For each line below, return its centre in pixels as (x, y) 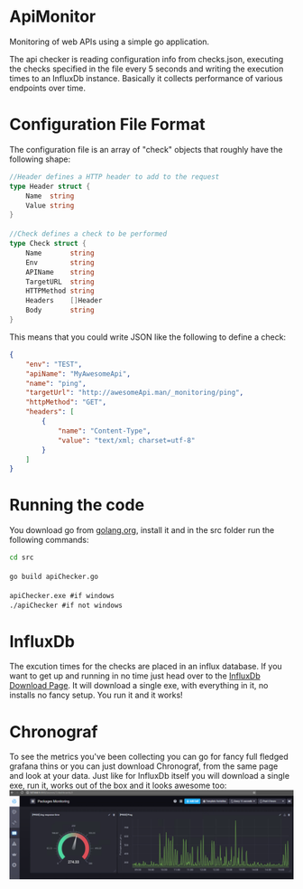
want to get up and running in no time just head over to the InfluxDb (135, 676)
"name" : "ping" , (56, 383)
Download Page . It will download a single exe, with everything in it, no (139, 686)
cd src (22, 557)
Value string (50, 205)
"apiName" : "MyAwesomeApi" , (78, 374)
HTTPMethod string (60, 291)
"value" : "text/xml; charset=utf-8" (126, 440)
